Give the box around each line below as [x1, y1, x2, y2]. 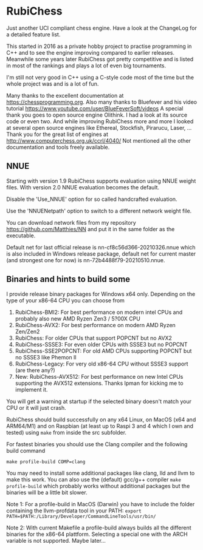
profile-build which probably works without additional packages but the [6, 482, 190, 489]
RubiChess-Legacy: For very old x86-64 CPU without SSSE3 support [15, 360, 188, 367]
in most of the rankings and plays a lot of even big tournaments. [6, 62, 167, 69]
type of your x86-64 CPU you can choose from [6, 296, 125, 304]
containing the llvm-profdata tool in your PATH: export [6, 507, 142, 514]
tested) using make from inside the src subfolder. [6, 429, 126, 436]
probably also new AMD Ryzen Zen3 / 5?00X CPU [15, 314, 141, 322]
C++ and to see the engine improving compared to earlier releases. [6, 49, 175, 56]
